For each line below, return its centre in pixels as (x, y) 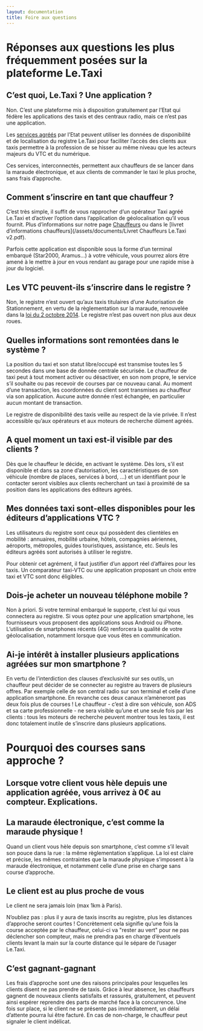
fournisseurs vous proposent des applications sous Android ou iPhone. (95, 622)
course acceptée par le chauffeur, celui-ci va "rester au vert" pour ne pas (98, 930)
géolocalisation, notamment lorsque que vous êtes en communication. (94, 636)
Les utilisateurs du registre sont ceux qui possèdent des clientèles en (92, 532)
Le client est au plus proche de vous (75, 891)
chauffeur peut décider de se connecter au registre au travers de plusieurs (99, 685)
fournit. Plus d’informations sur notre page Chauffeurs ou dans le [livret (95, 225)
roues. (14, 322)
